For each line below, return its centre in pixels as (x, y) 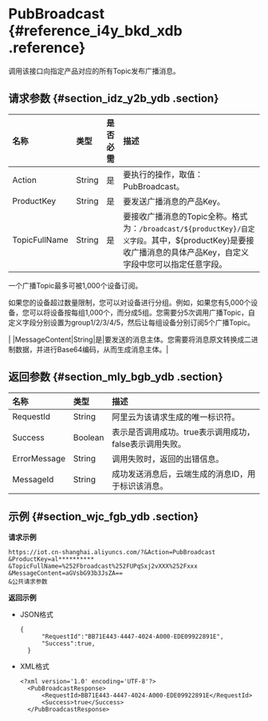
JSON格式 (37, 615)
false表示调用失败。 (149, 444)
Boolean (89, 438)
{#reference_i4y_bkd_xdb (95, 31)
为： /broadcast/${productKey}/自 (186, 228)
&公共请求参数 (28, 582)
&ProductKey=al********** (51, 560)
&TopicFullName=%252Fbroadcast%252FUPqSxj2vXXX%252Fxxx (103, 566)
